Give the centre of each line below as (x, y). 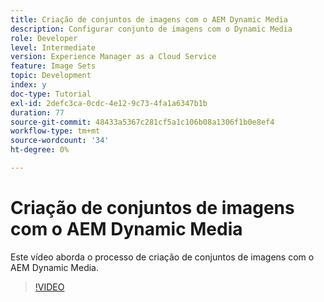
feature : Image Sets (53, 66)
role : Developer (44, 38)
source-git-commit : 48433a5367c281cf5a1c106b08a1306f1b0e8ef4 (142, 122)
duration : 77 (37, 112)
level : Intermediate (53, 47)
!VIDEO (49, 287)
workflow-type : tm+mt (55, 131)
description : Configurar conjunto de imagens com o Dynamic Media (151, 29)
